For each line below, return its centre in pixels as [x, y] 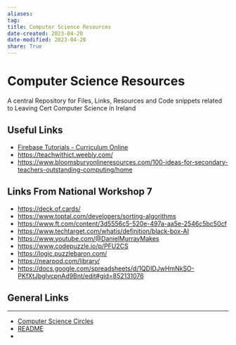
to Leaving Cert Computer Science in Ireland [72, 108]
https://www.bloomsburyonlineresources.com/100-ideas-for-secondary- [123, 162]
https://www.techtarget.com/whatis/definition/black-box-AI [103, 231]
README [31, 329]
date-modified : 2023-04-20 [47, 40]
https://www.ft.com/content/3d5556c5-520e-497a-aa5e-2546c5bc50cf [122, 223]
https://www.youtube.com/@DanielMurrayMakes [88, 238]
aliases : [20, 14]
